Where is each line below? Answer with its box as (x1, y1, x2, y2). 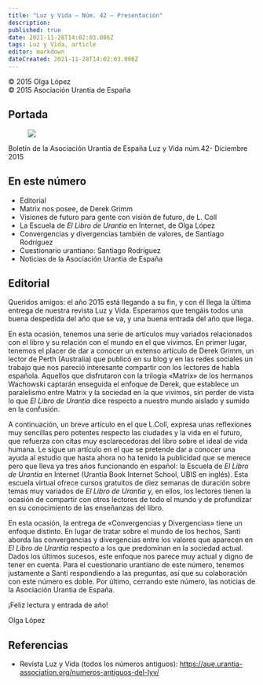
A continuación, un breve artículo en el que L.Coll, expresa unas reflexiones (8, 419, 253, 429)
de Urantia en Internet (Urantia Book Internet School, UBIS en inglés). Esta (8, 470, 249, 479)
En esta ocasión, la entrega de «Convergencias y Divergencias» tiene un (8, 518, 243, 528)
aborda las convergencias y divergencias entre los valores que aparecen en (8, 535, 254, 544)
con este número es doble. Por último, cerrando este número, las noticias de (8, 577, 256, 586)
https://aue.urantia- (179, 659, 243, 669)
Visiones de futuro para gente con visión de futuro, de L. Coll (19, 212, 217, 222)
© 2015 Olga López (8, 76, 71, 86)
